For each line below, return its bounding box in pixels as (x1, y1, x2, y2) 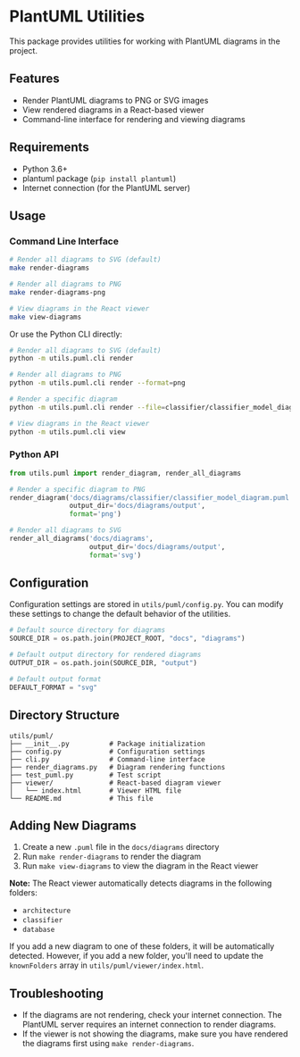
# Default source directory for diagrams (9, 626, 166, 635)
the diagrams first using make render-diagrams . (21, 1038, 195, 1049)
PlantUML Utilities (9, 6, 146, 27)
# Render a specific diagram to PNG (9, 485, 146, 494)
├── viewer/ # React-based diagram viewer (9, 778, 221, 787)
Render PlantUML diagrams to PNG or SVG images (21, 95, 209, 105)
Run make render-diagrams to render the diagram (21, 851, 202, 862)
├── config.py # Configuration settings (9, 747, 205, 756)
